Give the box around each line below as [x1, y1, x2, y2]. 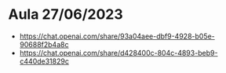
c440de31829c [19, 57, 69, 66]
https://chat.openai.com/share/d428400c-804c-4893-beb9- [19, 48, 218, 57]
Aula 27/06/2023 [8, 5, 123, 24]
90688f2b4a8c [19, 39, 69, 49]
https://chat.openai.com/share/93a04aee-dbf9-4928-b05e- [19, 31, 216, 41]
